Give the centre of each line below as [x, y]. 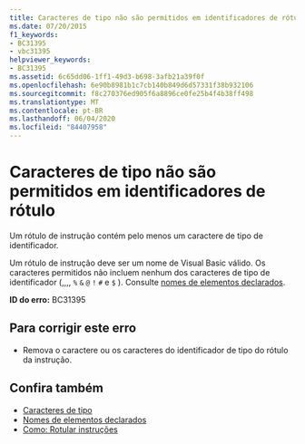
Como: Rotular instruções [70, 429]
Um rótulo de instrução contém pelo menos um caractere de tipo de [136, 236]
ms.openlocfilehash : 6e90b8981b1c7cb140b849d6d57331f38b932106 [132, 85]
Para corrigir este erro [73, 328]
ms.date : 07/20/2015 [49, 26]
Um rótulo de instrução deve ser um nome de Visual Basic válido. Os [138, 263]
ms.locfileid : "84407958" [58, 128]
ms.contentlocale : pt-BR [56, 111]
